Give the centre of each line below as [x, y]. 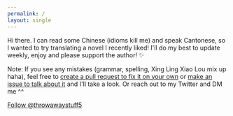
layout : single [29, 20]
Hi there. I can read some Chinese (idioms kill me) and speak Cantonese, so [116, 40]
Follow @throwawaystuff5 [45, 105]
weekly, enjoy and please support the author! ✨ [76, 55]
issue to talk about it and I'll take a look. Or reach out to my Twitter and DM [115, 84]
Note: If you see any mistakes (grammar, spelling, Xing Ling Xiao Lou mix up [117, 69]
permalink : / [26, 14]
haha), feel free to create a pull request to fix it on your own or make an [110, 76]
